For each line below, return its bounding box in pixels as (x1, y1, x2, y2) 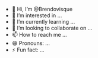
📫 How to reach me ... (11, 31, 67, 38)
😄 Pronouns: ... (11, 40, 50, 47)
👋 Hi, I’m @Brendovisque (11, 6, 73, 12)
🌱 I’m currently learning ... (11, 18, 75, 25)
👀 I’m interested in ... (11, 12, 62, 19)
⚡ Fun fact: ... (11, 46, 45, 53)
